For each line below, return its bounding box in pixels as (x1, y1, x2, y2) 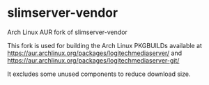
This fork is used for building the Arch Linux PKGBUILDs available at (7, 41, 202, 49)
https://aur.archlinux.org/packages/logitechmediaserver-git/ (7, 56, 180, 64)
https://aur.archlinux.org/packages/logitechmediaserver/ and (7, 49, 183, 57)
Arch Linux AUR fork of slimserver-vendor (7, 28, 127, 36)
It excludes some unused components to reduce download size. (7, 70, 191, 78)
